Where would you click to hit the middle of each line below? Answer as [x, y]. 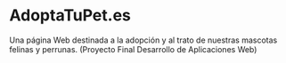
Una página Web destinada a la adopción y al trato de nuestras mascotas [143, 40]
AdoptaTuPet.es [70, 16]
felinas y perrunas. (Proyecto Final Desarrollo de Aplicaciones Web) [133, 49]
